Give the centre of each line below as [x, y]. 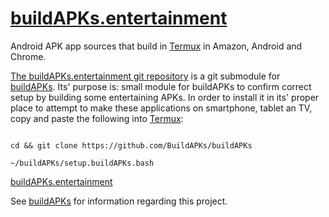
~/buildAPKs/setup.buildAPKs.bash [82, 163]
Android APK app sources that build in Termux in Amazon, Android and [156, 46]
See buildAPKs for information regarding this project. [119, 201]
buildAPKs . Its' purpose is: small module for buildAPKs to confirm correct [161, 86]
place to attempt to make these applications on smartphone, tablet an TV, [161, 108]
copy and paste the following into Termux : [97, 118]
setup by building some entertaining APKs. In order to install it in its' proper [165, 97]
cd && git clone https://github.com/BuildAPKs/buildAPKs [131, 145]
